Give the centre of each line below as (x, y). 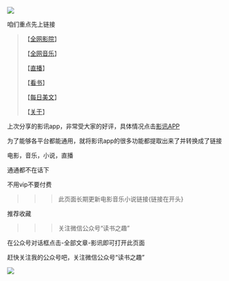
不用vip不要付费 (29, 184)
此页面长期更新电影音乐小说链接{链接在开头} (121, 199)
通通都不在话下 (28, 170)
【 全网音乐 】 (42, 53)
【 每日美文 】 (42, 97)
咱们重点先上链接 (31, 24)
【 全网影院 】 (42, 39)
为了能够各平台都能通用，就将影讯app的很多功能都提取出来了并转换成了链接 (115, 141)
